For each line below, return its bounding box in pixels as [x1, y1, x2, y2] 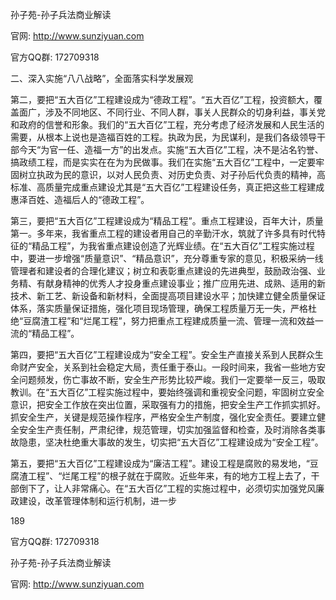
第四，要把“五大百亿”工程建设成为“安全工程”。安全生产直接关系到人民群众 [10, 349, 315, 360]
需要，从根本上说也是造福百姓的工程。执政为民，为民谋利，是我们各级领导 [10, 131, 317, 143]
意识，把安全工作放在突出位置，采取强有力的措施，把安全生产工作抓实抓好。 [10, 399, 326, 410]
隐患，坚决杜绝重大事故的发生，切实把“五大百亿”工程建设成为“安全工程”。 [18, 436, 324, 448]
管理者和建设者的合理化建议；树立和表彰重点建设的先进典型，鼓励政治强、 [10, 265, 317, 277]
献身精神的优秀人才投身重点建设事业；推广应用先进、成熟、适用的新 [44, 278, 326, 289]
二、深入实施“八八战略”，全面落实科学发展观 [10, 73, 194, 84]
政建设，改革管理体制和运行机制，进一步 [10, 495, 177, 507]
